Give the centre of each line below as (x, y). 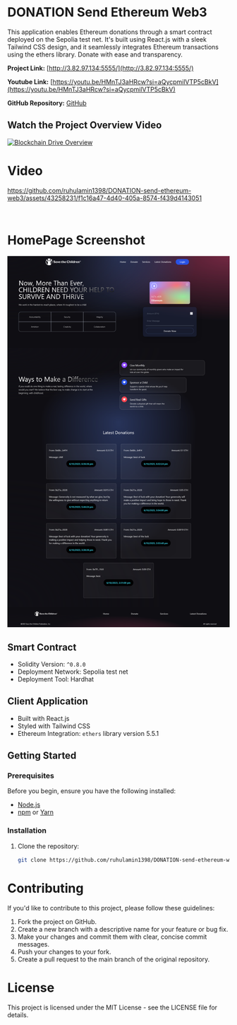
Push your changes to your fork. (64, 951)
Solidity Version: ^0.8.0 (51, 664)
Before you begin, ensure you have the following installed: (92, 791)
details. (18, 1014)
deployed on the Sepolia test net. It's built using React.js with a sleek (107, 39)
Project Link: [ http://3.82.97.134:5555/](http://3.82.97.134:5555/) (101, 68)
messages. (34, 944)
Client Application (48, 702)
